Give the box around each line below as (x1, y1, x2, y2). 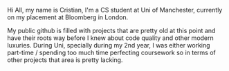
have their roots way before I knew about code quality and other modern (7, 34, 214, 42)
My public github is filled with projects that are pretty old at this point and (7, 27, 216, 34)
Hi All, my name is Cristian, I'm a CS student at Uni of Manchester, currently (7, 6, 223, 14)
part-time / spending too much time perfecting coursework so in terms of (7, 48, 216, 57)
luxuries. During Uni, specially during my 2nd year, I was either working (7, 41, 210, 49)
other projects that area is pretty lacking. (7, 56, 123, 64)
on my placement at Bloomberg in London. (7, 13, 129, 21)
